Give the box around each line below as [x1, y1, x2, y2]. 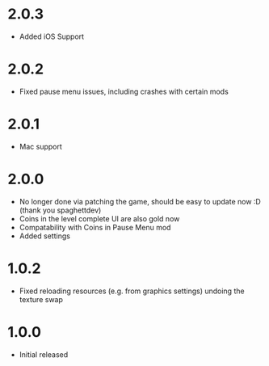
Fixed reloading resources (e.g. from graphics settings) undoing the [19, 286, 245, 296]
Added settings [19, 231, 70, 241]
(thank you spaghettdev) [19, 205, 102, 215]
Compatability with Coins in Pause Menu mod [19, 222, 171, 232]
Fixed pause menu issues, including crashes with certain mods [19, 86, 229, 96]
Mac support [19, 141, 62, 151]
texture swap [19, 294, 64, 304]
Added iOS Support [19, 32, 85, 41]
